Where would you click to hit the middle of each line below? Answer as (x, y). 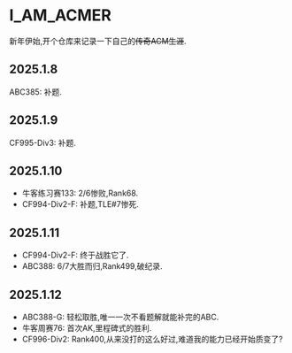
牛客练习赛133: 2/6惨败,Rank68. (80, 193)
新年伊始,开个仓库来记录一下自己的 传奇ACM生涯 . (98, 41)
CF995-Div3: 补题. (43, 142)
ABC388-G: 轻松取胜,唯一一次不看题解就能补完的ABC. (120, 317)
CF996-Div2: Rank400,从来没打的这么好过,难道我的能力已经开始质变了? (152, 339)
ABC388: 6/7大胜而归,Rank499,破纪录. (92, 266)
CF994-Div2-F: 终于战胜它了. (75, 255)
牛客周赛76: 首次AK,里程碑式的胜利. (87, 328)
